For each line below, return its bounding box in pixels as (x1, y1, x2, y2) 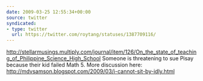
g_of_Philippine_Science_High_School (6, 55, 101, 62)
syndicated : (6, 20, 36, 26)
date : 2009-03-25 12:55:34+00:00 (6, 9, 91, 15)
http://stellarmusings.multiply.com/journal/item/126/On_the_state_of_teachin (6, 48, 197, 55)
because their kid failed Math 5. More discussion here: (6, 62, 143, 69)
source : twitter (6, 15, 47, 21)
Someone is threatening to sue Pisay (102, 55, 194, 62)
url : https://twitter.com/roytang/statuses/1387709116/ (12, 32, 156, 38)
